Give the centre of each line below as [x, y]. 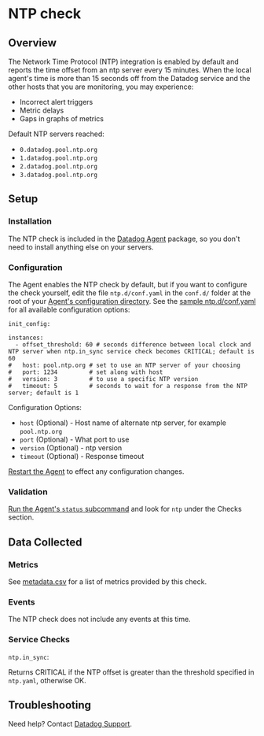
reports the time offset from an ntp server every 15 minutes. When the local [130, 70]
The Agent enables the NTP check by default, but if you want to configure [128, 284]
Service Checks [39, 640]
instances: [26, 338]
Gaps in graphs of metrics [62, 118]
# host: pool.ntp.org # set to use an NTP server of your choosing [125, 365]
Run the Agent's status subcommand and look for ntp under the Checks [125, 509]
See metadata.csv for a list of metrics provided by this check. [107, 581]
